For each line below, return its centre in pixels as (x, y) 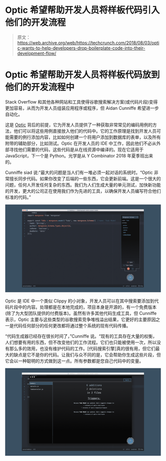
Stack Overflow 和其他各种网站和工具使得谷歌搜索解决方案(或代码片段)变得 (82, 102)
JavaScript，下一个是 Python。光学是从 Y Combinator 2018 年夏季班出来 (79, 155)
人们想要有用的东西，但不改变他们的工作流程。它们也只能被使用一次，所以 (81, 342)
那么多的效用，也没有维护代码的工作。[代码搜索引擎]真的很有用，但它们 (82, 348)
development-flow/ (37, 53)
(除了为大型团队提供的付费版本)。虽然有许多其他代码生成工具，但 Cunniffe (81, 313)
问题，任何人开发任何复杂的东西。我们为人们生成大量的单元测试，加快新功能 (83, 185)
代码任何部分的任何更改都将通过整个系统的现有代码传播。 (72, 325)
